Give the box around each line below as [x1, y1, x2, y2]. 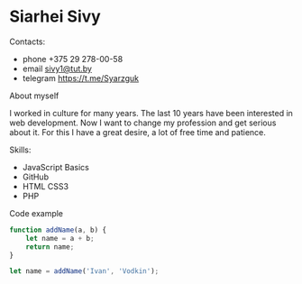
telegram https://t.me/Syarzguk [22, 72, 140, 83]
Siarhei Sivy [9, 6, 101, 27]
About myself [9, 90, 59, 101]
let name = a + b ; [25, 234, 95, 243]
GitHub [22, 171, 50, 182]
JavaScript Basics [22, 161, 90, 172]
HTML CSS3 [22, 180, 69, 191]
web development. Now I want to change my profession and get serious [9, 117, 277, 128]
